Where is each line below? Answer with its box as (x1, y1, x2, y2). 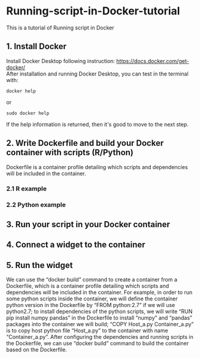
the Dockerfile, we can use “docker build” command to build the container (6, 340, 189, 347)
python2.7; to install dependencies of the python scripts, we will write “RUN (6, 308, 193, 315)
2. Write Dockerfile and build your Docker (6, 138, 164, 148)
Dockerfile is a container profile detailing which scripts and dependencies (6, 163, 188, 170)
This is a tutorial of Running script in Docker (6, 24, 114, 31)
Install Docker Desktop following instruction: (6, 57, 116, 64)
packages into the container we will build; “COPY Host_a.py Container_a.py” (6, 321, 194, 327)
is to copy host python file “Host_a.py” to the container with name (6, 327, 169, 334)
